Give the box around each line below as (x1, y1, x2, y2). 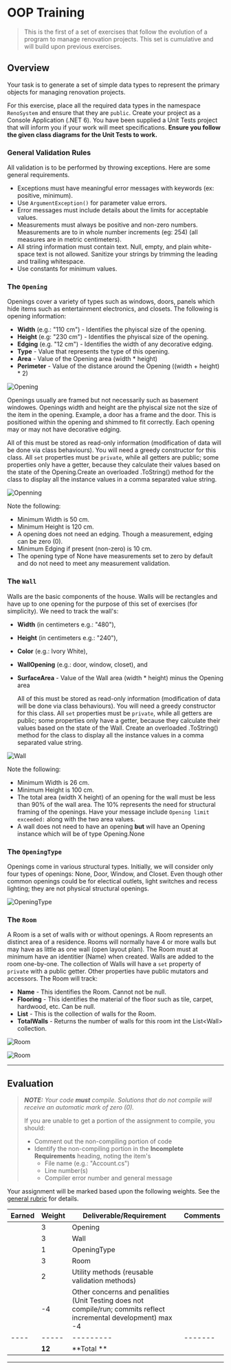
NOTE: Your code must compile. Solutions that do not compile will (23, 1096, 212, 1104)
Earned (10, 1211, 35, 1220)
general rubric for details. (7, 1194, 79, 1203)
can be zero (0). (16, 538, 63, 546)
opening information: (7, 312, 67, 320)
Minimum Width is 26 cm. (16, 778, 90, 786)
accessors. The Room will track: (7, 974, 98, 983)
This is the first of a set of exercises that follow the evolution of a (23, 28, 208, 36)
